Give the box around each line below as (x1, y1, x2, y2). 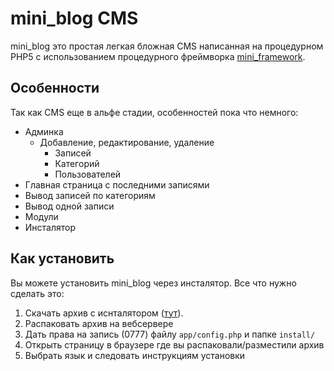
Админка (24, 125, 64, 137)
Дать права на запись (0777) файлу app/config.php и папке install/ (24, 328, 316, 340)
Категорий (54, 157, 100, 169)
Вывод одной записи (24, 200, 115, 212)
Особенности (10, 80, 100, 97)
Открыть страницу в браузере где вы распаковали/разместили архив (24, 338, 325, 351)
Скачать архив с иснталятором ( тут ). (24, 307, 184, 319)
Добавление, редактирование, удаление (39, 136, 215, 148)
